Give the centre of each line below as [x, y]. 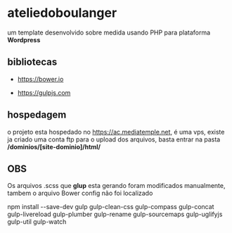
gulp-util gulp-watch [37, 222]
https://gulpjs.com [44, 92]
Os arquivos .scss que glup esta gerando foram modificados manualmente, [117, 186]
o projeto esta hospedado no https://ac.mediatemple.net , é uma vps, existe [116, 132]
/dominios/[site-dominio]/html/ [54, 146]
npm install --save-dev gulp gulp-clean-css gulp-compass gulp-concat [111, 207]
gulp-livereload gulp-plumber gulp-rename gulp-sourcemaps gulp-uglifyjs [115, 214]
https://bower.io [40, 79]
